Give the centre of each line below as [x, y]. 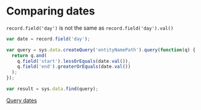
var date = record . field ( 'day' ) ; [48, 39]
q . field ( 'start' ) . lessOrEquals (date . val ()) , [74, 61]
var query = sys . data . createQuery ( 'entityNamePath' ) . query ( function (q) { [101, 50]
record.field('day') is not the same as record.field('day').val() [90, 28]
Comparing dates [51, 11]
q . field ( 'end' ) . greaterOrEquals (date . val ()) [74, 67]
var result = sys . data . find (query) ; [52, 89]
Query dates [22, 100]
